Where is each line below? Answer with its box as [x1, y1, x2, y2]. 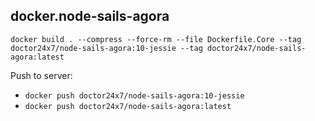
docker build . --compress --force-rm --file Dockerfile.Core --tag [10, 34, 302, 44]
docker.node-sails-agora [10, 8, 170, 25]
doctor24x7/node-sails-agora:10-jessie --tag [10, 43, 203, 53]
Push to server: [10, 69, 73, 81]
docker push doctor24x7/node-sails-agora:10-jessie [24, 90, 245, 101]
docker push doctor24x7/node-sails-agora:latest [24, 101, 232, 111]
